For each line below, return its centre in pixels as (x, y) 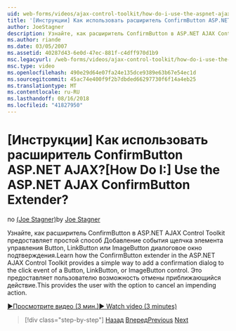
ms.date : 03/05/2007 (38, 46)
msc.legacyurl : (29, 60)
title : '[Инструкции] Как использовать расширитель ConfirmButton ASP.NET (119, 20)
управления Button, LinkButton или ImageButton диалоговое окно (105, 247)
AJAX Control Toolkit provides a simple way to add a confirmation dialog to (116, 262)
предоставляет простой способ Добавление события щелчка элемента (115, 240)
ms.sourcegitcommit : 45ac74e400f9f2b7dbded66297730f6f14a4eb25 (102, 79)
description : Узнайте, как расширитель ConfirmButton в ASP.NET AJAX (111, 33)
